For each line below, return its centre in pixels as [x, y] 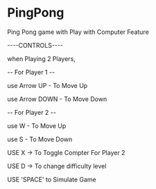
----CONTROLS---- [35, 45]
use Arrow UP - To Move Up [47, 85]
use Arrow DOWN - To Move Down [57, 99]
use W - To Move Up [37, 125]
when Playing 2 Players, [42, 58]
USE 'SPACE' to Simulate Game [52, 179]
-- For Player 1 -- [31, 72]
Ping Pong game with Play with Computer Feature [78, 32]
